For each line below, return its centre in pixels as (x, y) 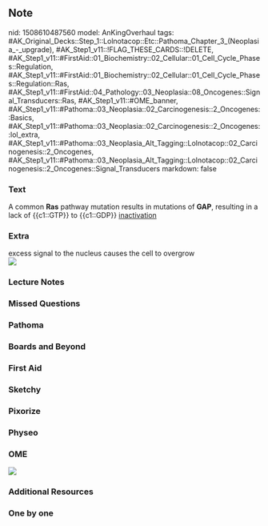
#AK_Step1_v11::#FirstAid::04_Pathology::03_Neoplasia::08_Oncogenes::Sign (134, 92)
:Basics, (21, 117)
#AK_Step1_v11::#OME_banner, (128, 100)
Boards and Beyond (47, 347)
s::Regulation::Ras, (39, 83)
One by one (31, 513)
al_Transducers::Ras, (42, 100)
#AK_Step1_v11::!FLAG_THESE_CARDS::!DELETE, (135, 49)
